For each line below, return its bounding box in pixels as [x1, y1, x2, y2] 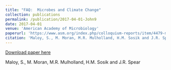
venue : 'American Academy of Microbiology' [5, 26, 99, 31]
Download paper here [5, 49, 51, 55]
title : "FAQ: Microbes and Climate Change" [5, 7, 101, 13]
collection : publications [5, 12, 60, 17]
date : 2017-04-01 [5, 21, 42, 27]
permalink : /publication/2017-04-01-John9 [5, 17, 97, 22]
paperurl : [5, 31, 26, 36]
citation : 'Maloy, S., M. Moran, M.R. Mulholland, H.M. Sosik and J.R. [5, 36, 160, 41]
